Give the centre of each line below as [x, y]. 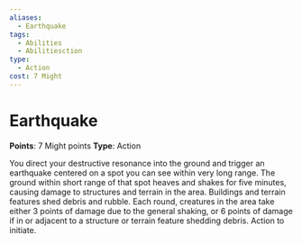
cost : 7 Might [36, 76]
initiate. [23, 229]
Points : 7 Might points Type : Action [75, 146]
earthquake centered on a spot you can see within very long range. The [142, 173]
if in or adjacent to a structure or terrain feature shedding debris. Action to [147, 220]
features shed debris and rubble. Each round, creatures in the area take [142, 201]
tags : [19, 34]
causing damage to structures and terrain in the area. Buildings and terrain [147, 192]
